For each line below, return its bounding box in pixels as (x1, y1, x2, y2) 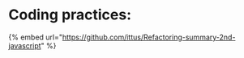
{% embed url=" (8, 32, 63, 42)
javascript (8, 40, 42, 50)
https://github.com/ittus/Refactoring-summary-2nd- (62, 32, 236, 42)
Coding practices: (8, 6, 132, 24)
